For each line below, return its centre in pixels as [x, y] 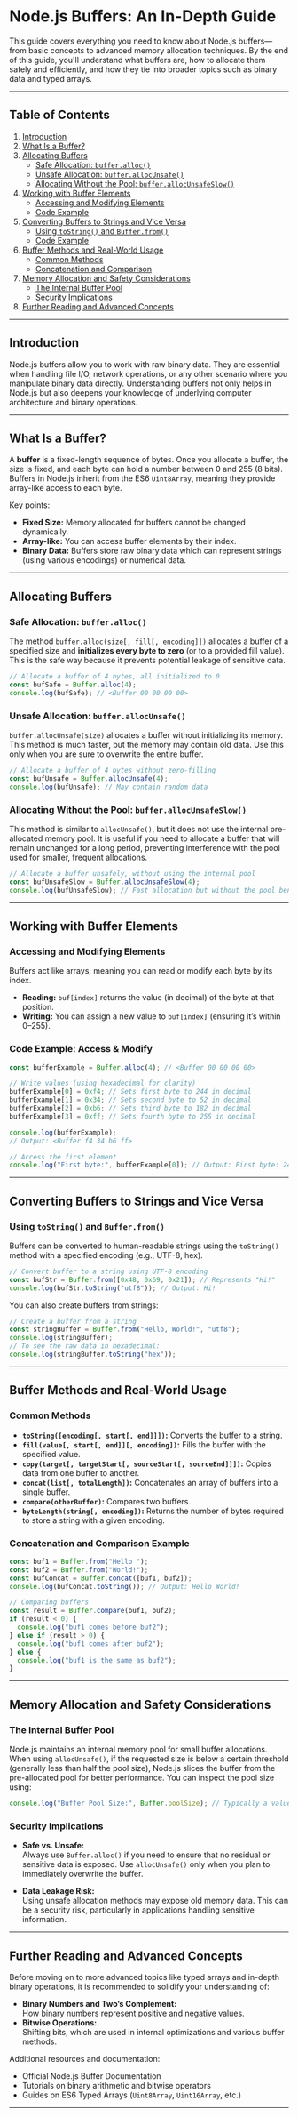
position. [38, 1007]
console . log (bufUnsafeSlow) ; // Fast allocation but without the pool [142, 890]
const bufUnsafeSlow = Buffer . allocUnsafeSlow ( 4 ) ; [105, 882]
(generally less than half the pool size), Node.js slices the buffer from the [142, 1768]
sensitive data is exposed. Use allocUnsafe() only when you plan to [146, 1864]
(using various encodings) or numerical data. [104, 560]
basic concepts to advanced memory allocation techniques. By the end [158, 50]
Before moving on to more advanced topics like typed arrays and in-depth [145, 1977]
